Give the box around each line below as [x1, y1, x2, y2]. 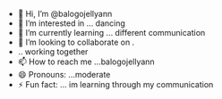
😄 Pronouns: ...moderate [17, 70, 111, 79]
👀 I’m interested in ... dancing [17, 18, 125, 29]
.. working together [17, 46, 89, 57]
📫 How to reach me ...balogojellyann [17, 56, 155, 67]
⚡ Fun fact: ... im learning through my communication [17, 79, 214, 89]
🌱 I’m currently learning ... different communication [17, 28, 206, 37]
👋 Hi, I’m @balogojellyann [17, 9, 113, 19]
